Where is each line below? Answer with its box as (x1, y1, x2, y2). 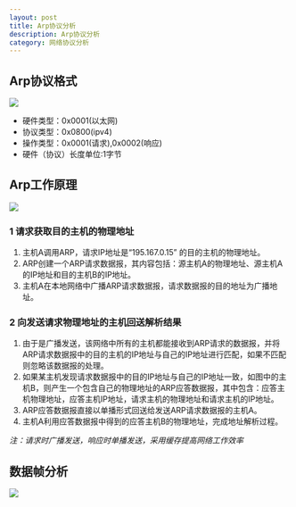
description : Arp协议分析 (9, 29, 101, 38)
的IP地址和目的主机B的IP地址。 (21, 270, 136, 280)
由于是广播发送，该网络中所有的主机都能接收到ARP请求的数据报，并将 (21, 338, 281, 349)
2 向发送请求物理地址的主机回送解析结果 (9, 316, 182, 328)
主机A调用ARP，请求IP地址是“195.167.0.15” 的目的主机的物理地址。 (21, 247, 266, 258)
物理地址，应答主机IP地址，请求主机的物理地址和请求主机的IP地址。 (29, 394, 279, 404)
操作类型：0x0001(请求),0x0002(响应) (21, 137, 163, 148)
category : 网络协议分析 (9, 37, 89, 47)
